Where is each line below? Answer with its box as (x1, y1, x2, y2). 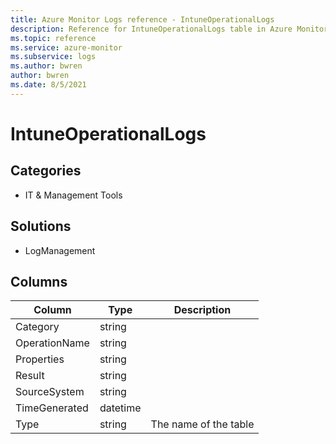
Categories (10, 162, 82, 180)
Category (15, 320, 60, 334)
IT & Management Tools (24, 189, 123, 201)
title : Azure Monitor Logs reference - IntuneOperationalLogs (10, 14, 275, 25)
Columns (10, 273, 68, 290)
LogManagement (24, 244, 96, 256)
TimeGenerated (15, 401, 89, 415)
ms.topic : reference (10, 33, 97, 43)
